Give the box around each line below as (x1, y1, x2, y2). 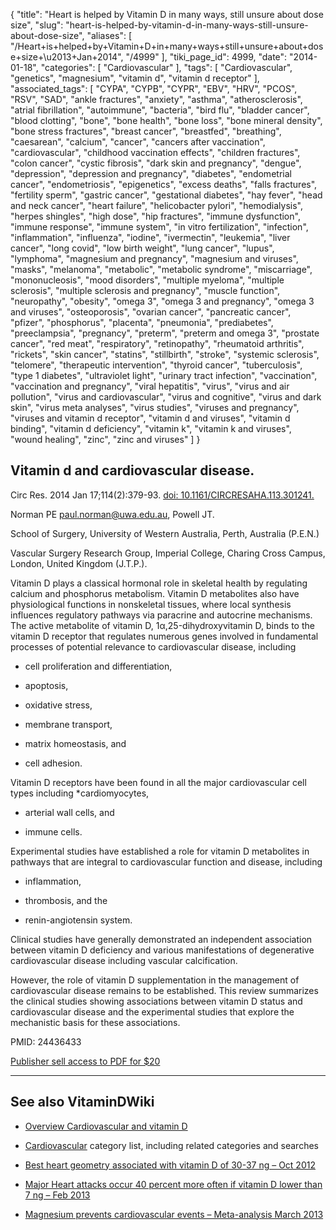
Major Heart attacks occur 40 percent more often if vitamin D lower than (24, 1178, 323, 1190)
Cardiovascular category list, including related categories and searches (24, 1139, 319, 1151)
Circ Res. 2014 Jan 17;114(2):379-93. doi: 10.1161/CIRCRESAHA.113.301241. (10, 489, 315, 501)
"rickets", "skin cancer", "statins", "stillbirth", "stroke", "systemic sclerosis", (10, 349, 320, 360)
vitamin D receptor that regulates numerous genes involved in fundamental (10, 630, 319, 642)
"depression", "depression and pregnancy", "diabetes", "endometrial (10, 168, 292, 179)
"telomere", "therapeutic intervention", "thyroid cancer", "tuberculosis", (10, 359, 303, 371)
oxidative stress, (24, 699, 93, 711)
